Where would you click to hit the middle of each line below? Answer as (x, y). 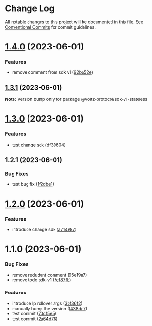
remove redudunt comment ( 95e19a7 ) (49, 275)
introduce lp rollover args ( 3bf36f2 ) (47, 303)
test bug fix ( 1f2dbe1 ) (33, 184)
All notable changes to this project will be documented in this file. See (74, 22)
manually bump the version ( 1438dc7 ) (50, 308)
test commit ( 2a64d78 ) (35, 319)
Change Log (30, 8)
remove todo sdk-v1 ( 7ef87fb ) (41, 280)
